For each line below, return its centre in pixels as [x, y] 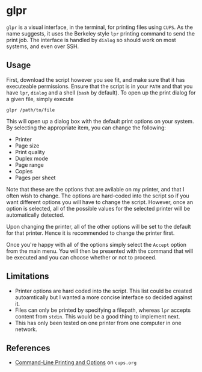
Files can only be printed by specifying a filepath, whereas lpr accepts [103, 310]
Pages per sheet [35, 178]
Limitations [28, 277]
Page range [29, 165]
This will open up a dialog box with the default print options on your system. [100, 121]
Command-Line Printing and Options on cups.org [76, 362]
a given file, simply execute [40, 99]
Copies [24, 171]
